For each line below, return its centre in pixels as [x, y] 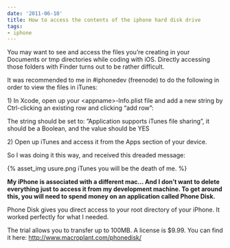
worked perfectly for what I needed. [58, 217]
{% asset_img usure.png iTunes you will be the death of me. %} [97, 168]
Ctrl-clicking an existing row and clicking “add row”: [80, 108]
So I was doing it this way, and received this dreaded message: [96, 155]
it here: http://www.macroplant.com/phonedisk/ [74, 238]
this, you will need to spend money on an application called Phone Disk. [111, 196]
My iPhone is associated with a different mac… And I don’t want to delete [113, 182]
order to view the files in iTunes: [53, 87]
